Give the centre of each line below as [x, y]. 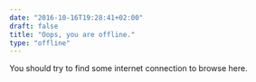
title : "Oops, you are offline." [72, 34]
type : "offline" [40, 43]
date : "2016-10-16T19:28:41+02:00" [76, 18]
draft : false [34, 26]
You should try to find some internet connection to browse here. [128, 68]
